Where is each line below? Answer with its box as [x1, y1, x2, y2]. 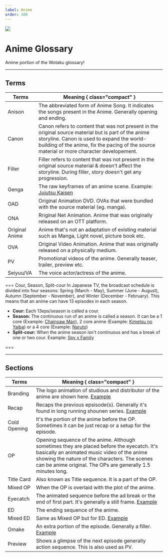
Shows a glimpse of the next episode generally [35, 537, 146, 544]
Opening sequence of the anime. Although [35, 437, 135, 444]
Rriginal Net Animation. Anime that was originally [38, 212, 152, 219]
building [38, 141, 57, 148]
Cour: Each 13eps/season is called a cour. [12, 308, 99, 314]
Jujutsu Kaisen [38, 189, 73, 196]
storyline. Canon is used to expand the [38, 135, 129, 142]
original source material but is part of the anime [38, 129, 150, 136]
